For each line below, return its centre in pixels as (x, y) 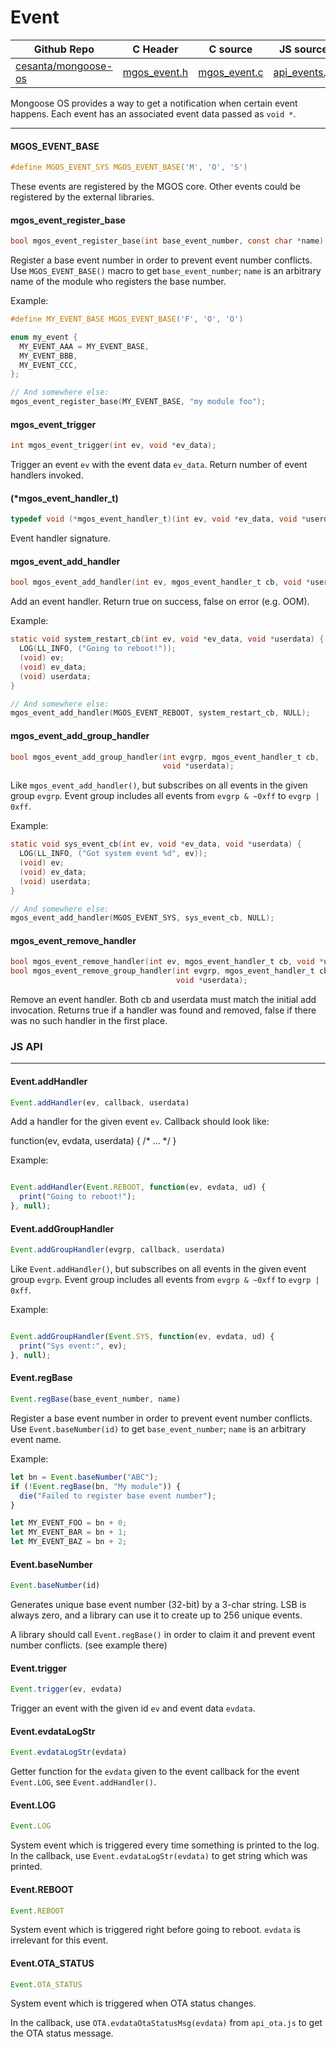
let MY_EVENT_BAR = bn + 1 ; (69, 1532)
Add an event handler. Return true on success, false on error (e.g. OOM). (160, 602)
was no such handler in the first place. (89, 1021)
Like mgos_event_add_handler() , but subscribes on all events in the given (159, 785)
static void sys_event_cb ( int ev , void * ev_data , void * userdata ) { (156, 844)
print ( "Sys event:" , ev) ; (73, 1346)
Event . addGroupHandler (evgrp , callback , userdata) (118, 1250)
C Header (155, 49)
